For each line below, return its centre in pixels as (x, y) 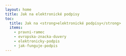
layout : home (18, 9)
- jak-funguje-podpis (36, 46)
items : (16, 28)
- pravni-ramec (29, 32)
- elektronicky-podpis (37, 41)
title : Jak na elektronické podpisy (42, 14)
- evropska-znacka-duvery (40, 37)
